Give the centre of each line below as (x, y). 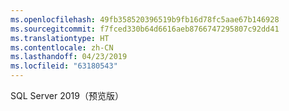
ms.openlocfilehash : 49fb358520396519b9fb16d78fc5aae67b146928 (145, 19)
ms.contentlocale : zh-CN (62, 47)
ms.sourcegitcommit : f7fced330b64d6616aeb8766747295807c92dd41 (145, 29)
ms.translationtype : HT (60, 38)
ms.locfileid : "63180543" (64, 66)
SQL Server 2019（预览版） (67, 95)
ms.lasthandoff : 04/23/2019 (69, 57)
